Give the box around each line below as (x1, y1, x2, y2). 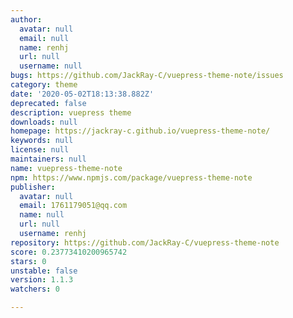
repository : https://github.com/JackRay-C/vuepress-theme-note (10, 237, 280, 248)
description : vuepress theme (10, 107, 132, 118)
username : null (19, 61, 83, 71)
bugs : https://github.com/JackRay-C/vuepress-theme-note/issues (10, 71, 284, 81)
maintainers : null (10, 154, 87, 164)
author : (10, 14, 43, 25)
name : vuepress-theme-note (10, 163, 123, 173)
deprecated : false (10, 98, 87, 108)
